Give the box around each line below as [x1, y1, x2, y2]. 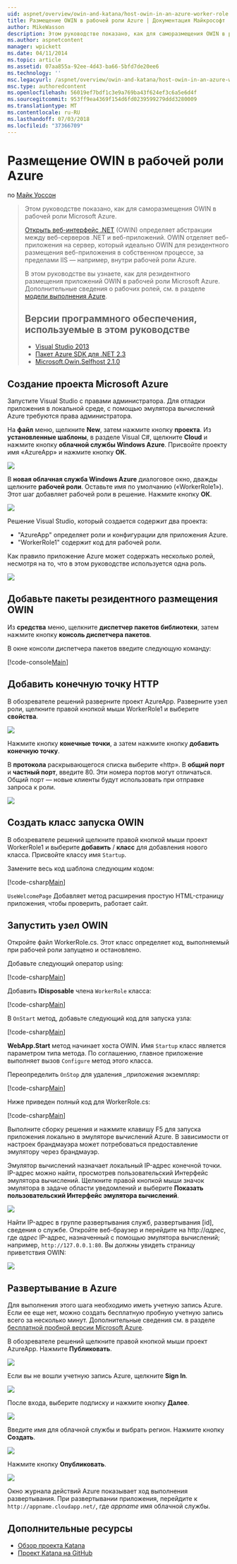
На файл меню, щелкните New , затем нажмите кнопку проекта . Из [7, 426, 212, 434]
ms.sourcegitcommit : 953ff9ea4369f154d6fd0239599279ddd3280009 [7, 96, 197, 103]
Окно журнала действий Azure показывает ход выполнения [7, 1487, 188, 1495]
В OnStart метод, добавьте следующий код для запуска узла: [7, 1014, 192, 1022]
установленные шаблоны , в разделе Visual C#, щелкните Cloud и [7, 433, 208, 442]
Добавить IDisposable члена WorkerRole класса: [7, 987, 152, 996]
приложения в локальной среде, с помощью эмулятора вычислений [7, 404, 215, 413]
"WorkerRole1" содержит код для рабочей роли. [17, 538, 162, 547]
